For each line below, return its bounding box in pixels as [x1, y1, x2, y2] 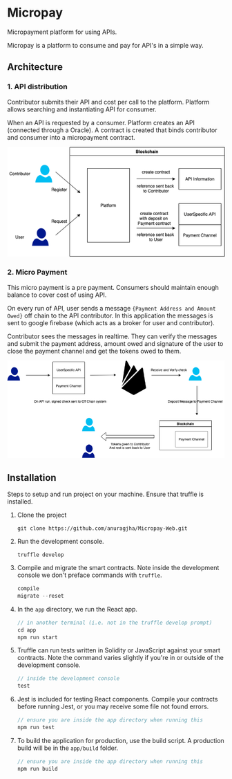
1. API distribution [7, 82, 68, 91]
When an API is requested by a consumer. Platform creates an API [7, 118, 195, 127]
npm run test [17, 724, 55, 731]
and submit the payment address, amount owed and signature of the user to [7, 339, 224, 347]
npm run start [17, 634, 58, 641]
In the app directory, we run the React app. [17, 605, 138, 613]
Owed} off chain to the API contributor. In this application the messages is [7, 311, 213, 320]
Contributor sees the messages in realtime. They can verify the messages [7, 332, 217, 340]
